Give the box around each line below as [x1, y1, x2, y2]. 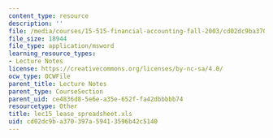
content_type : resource [8, 11, 89, 20]
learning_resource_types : [8, 50, 96, 58]
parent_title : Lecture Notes [8, 80, 107, 88]
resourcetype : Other [8, 102, 79, 110]
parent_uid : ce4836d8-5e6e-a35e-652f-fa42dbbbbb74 [8, 95, 184, 103]
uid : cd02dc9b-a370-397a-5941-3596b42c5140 [8, 118, 158, 126]
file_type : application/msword [8, 42, 115, 50]
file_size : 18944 [8, 34, 67, 43]
